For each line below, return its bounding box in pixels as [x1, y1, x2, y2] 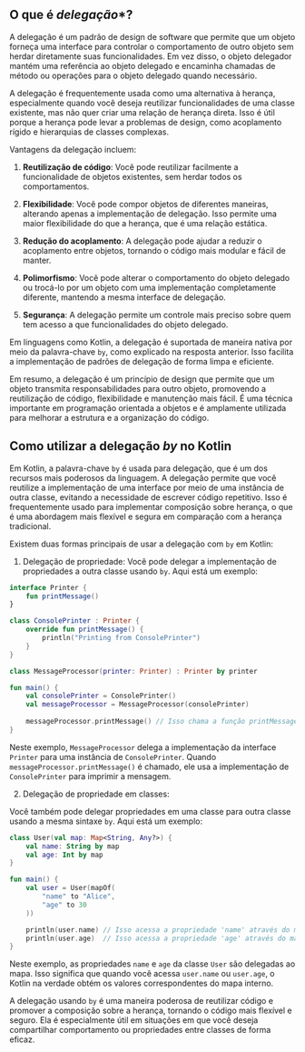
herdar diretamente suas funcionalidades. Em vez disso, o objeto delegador [9, 50, 292, 62]
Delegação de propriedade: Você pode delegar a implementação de [22, 556, 277, 566]
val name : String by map [25, 841, 120, 851]
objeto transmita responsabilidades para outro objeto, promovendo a [9, 383, 266, 394]
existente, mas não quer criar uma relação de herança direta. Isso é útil [9, 106, 275, 117]
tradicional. [9, 520, 52, 531]
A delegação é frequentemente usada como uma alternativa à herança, [9, 87, 276, 98]
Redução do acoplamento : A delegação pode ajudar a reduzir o [22, 235, 262, 246]
